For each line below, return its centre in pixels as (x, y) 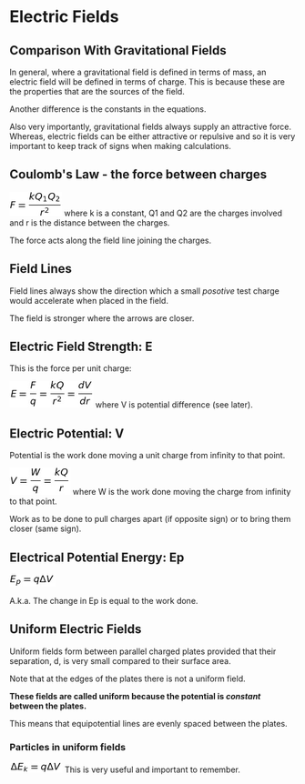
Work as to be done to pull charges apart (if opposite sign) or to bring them (150, 519)
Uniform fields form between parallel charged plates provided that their (143, 651)
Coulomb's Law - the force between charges (138, 175)
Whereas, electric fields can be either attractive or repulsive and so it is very (152, 136)
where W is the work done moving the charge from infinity (182, 492)
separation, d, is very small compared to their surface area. (120, 660)
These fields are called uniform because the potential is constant (135, 696)
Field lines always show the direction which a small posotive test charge (144, 291)
